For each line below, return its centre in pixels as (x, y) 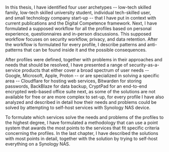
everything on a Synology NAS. (38, 144)
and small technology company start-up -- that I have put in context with (81, 18)
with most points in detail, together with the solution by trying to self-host (81, 138)
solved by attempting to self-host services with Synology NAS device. (78, 108)
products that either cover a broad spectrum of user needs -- (86, 70)
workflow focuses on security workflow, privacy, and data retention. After (81, 39)
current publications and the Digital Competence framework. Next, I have (81, 23)
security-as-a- (144, 65)
